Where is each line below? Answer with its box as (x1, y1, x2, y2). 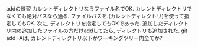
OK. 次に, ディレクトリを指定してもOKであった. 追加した (26, 20, 164, 26)
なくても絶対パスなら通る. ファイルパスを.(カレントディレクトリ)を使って (6, 12, 184, 19)
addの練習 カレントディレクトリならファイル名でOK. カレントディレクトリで (6, 5, 193, 12)
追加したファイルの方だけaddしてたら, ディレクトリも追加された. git (21, 27, 188, 34)
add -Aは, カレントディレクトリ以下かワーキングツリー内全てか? (6, 35, 163, 41)
